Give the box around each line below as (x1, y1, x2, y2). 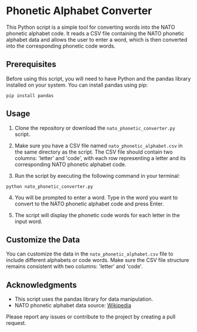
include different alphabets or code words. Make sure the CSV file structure (6, 257, 189, 264)
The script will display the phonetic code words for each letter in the (14, 211, 181, 218)
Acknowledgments (6, 280, 78, 290)
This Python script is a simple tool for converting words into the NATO (6, 24, 175, 31)
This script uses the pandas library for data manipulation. (14, 296, 153, 303)
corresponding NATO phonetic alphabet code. (14, 161, 126, 168)
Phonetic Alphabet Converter (6, 4, 152, 18)
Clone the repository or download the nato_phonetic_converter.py (14, 124, 175, 131)
